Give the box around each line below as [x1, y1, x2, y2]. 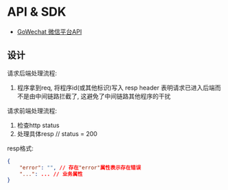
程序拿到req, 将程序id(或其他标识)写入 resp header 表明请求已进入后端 [16, 83, 216, 92]
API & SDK [7, 4, 66, 20]
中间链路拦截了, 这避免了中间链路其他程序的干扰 [35, 92, 171, 100]
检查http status [16, 121, 60, 129]
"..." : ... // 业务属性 [19, 170, 84, 178]
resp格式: [7, 144, 34, 152]
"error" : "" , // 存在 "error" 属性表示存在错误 [19, 164, 142, 171]
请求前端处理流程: [7, 107, 58, 115]
